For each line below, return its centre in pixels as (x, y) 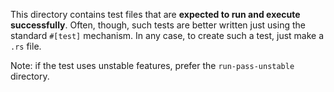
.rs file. (26, 46)
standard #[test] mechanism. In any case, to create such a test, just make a (167, 35)
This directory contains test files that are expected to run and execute (155, 14)
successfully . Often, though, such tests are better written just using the (158, 25)
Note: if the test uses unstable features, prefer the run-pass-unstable (152, 65)
